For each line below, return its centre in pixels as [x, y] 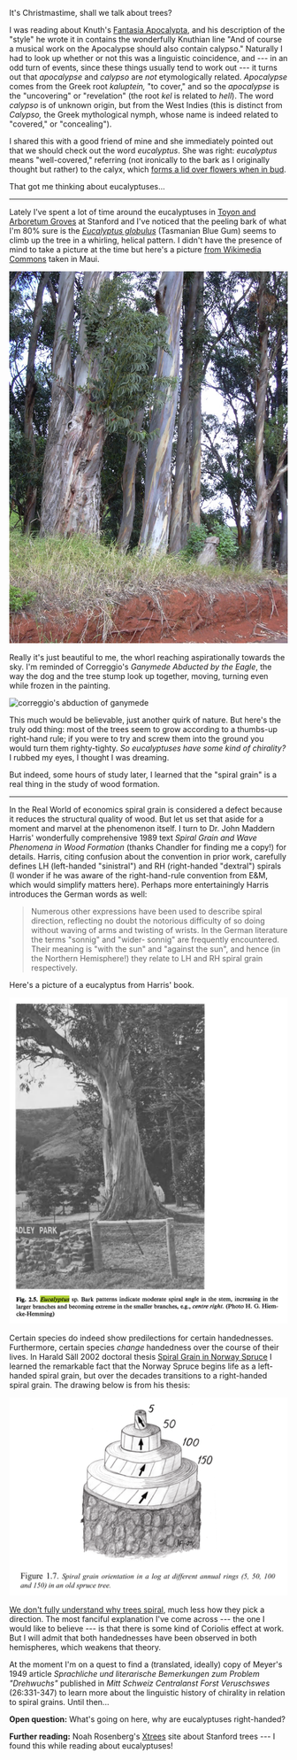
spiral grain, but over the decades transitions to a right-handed [153, 1376]
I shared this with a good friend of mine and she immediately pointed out [141, 141]
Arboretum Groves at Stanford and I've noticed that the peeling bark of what [148, 221]
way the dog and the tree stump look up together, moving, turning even [139, 676]
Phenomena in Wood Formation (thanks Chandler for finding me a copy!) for [148, 847]
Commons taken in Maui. [54, 259]
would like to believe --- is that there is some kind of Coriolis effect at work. [147, 1628]
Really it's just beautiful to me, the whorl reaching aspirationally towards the [147, 657]
